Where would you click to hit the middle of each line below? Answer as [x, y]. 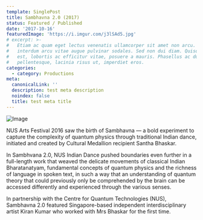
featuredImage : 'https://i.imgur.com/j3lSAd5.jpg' [71, 34]
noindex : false [31, 96]
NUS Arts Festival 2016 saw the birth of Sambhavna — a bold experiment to [100, 130]
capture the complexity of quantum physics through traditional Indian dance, [101, 137]
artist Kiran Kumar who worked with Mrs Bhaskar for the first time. [89, 211]
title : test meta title [41, 101]
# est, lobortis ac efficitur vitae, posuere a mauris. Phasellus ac [98, 57]
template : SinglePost [34, 12]
